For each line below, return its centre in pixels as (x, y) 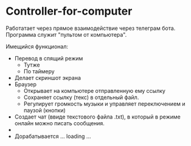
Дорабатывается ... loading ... (53, 136)
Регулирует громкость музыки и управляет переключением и (105, 104)
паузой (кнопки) (45, 110)
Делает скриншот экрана (48, 78)
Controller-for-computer (69, 11)
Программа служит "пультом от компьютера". (66, 34)
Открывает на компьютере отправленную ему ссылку (94, 90)
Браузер (26, 84)
